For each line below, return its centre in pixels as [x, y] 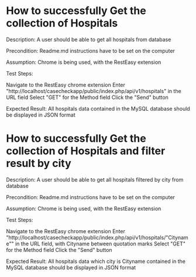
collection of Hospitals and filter [86, 151]
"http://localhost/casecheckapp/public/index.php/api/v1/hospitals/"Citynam [97, 237]
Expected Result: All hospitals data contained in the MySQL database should [98, 108]
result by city [39, 164]
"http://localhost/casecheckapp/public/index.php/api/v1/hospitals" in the [94, 91]
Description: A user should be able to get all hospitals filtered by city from [95, 179]
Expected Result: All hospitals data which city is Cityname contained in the [96, 261]
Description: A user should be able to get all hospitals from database [89, 39]
